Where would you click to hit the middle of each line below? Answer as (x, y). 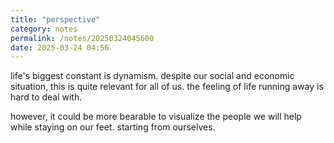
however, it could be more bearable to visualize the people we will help (156, 117)
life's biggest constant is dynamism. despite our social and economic (152, 76)
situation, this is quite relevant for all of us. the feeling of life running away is (167, 87)
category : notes (44, 29)
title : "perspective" (55, 19)
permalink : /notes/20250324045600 (82, 38)
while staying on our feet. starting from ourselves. (113, 127)
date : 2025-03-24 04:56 (60, 47)
